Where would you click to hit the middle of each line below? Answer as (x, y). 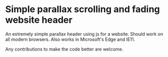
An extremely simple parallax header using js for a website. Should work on (84, 34)
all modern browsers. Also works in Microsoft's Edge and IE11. (70, 39)
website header (39, 20)
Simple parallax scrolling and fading (83, 9)
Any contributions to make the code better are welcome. (64, 49)
